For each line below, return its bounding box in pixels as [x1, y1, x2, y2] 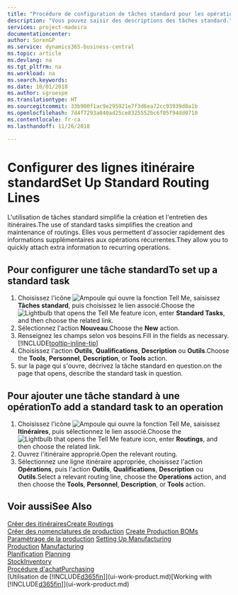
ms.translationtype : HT [7, 97, 78, 104]
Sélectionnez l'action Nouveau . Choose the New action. [17, 324, 180, 332]
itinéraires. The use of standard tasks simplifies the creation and [7, 221, 193, 229]
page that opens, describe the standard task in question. [17, 369, 183, 378]
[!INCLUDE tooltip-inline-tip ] [17, 339, 98, 348]
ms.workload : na [7, 70, 55, 77]
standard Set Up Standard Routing [7, 175, 210, 190]
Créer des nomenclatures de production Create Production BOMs [7, 527, 198, 535]
